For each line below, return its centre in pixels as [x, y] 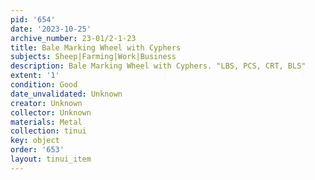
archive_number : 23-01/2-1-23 [73, 38]
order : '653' [37, 150]
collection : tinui [48, 131]
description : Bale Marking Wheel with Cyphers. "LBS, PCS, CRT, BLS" [158, 66]
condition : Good [44, 85]
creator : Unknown [46, 103]
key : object [35, 141]
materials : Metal [46, 122]
